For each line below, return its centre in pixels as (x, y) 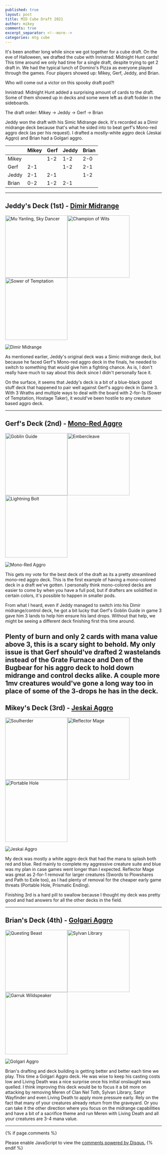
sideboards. (17, 103)
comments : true (21, 28)
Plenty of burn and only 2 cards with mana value (82, 637)
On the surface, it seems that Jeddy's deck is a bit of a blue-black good (79, 382)
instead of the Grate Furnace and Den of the (74, 660)
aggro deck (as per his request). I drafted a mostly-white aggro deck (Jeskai (83, 133)
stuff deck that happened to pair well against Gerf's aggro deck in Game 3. (82, 387)
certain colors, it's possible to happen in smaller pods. (60, 595)
